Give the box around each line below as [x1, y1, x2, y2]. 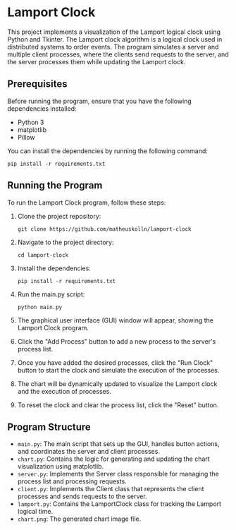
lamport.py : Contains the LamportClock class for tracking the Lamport [17, 500, 222, 508]
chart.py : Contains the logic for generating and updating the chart [17, 454, 210, 463]
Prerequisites [7, 78, 68, 90]
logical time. [17, 507, 54, 516]
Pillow [17, 133, 35, 141]
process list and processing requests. [17, 477, 127, 486]
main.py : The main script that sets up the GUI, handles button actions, [17, 440, 220, 448]
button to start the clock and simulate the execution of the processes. [17, 366, 220, 374]
